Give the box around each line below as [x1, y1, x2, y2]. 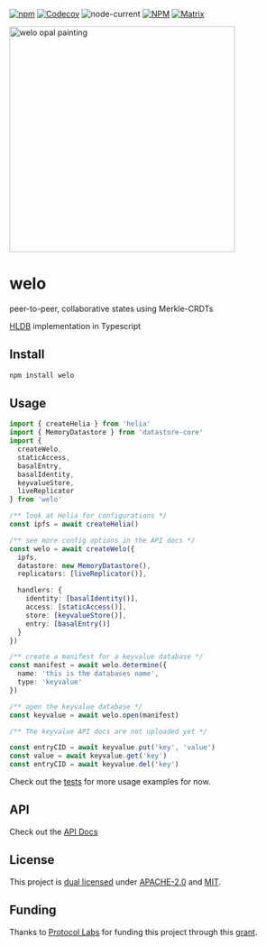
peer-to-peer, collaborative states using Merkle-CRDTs [9, 303, 214, 314]
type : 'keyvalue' [17, 677, 83, 687]
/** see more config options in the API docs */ [9, 536, 196, 545]
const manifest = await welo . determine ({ [9, 661, 168, 670]
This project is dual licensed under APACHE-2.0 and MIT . [9, 876, 222, 887]
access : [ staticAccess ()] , [25, 602, 127, 612]
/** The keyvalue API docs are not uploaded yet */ [9, 727, 207, 736]
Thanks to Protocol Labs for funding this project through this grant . [9, 926, 258, 937]
